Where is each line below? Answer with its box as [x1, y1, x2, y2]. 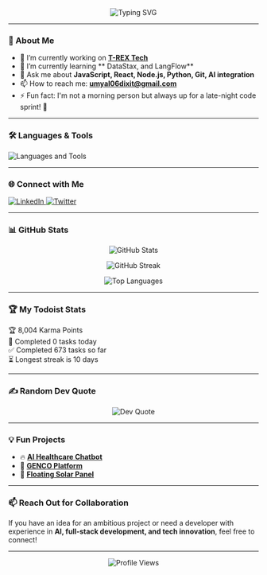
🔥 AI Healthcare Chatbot [19, 453, 103, 462]
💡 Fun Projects [8, 433, 66, 445]
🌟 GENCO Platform [19, 461, 83, 471]
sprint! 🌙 [19, 103, 48, 112]
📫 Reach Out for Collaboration [8, 497, 129, 508]
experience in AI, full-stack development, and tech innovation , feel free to [8, 526, 255, 536]
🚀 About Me [8, 35, 55, 46]
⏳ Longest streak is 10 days [8, 355, 99, 364]
